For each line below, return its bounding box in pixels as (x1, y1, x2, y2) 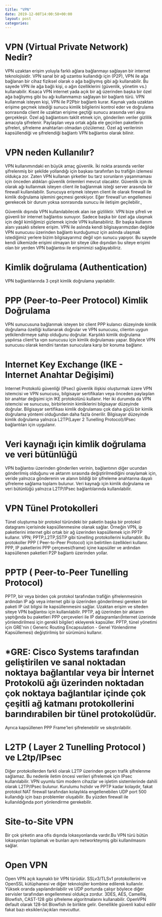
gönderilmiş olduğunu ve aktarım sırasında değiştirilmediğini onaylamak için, (5, 470, 157, 476)
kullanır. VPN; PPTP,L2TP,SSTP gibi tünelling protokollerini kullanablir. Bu (5, 534, 150, 540)
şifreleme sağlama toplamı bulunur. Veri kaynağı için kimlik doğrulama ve (5, 480, 150, 486)
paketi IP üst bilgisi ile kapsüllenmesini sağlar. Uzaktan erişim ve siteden (5, 603, 148, 609)
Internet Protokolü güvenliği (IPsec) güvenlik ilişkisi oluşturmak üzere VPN (5, 385, 152, 391)
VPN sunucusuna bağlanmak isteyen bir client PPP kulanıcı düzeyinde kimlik (5, 321, 157, 327)
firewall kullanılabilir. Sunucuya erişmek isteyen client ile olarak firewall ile (5, 189, 151, 195)
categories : (5, 20, 29, 26)
